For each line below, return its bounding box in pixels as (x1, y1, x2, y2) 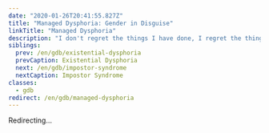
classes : (8, 79, 38, 87)
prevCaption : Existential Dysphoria (15, 57, 138, 65)
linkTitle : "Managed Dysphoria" (8, 26, 116, 34)
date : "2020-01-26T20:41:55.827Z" (8, 11, 124, 20)
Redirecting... (8, 115, 53, 125)
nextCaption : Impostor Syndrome (15, 71, 124, 79)
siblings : (8, 42, 42, 50)
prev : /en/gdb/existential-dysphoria (15, 49, 142, 57)
